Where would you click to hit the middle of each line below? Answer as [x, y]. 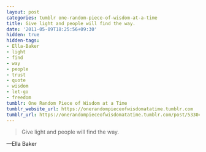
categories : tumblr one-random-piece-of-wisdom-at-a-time [82, 18]
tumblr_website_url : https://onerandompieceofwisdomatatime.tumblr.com [100, 109]
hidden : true [23, 35]
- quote [16, 80]
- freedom [19, 97]
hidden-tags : [23, 40]
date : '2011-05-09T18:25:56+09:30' [52, 29]
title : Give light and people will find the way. [71, 23]
